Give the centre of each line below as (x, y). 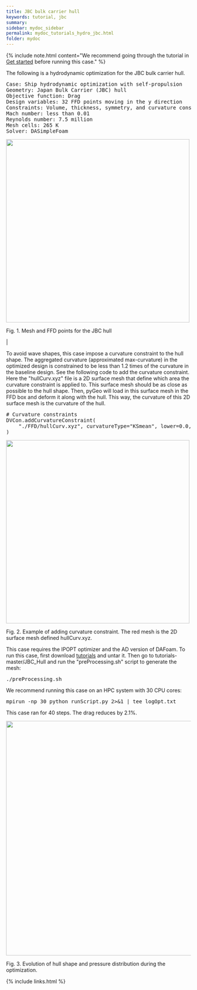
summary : (17, 22)
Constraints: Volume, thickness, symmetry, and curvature (91, 108)
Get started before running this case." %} (56, 62)
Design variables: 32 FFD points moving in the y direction (94, 102)
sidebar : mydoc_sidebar (35, 28)
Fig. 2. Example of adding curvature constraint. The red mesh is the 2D (92, 632)
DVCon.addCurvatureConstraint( (51, 420)
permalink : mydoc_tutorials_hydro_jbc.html (60, 33)
